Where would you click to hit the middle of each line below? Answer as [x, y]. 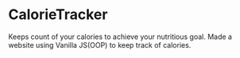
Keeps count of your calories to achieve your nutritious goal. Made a [120, 37]
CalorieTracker [58, 15]
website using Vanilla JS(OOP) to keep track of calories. [100, 44]
